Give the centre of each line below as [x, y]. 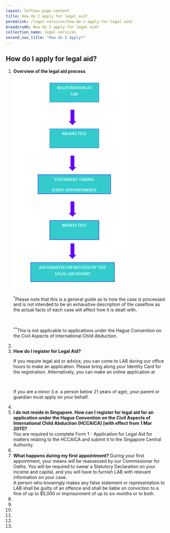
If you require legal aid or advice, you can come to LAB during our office [89, 361]
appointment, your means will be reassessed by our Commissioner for [87, 461]
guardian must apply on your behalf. [51, 397]
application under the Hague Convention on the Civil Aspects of [82, 418]
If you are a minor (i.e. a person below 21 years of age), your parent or [86, 392]
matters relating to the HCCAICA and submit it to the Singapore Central [87, 439]
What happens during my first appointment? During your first [79, 456]
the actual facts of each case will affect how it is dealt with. [75, 310]
